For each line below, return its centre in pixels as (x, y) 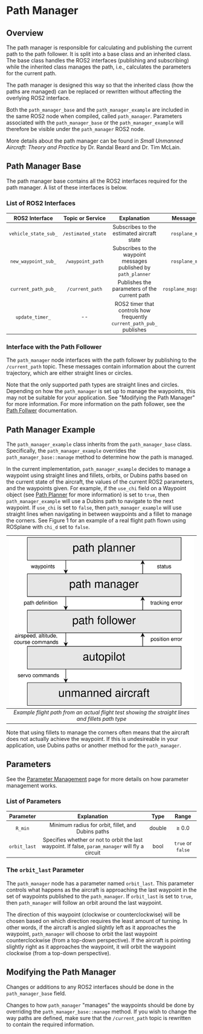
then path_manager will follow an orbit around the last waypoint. (85, 902)
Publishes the (134, 282)
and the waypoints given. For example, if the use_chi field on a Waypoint (96, 488)
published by (134, 268)
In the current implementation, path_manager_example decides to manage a (98, 469)
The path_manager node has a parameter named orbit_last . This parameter (100, 883)
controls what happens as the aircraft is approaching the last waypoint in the (101, 890)
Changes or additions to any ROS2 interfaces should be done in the (90, 987)
